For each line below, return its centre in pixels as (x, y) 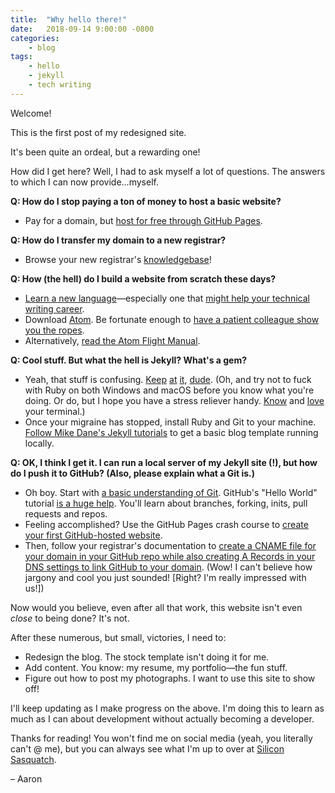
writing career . (54, 308)
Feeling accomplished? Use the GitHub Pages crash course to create (166, 524)
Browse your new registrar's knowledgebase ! (118, 259)
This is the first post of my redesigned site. (98, 132)
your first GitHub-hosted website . (93, 535)
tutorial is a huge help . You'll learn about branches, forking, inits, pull (166, 503)
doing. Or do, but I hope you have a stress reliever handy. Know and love (174, 400)
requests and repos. (66, 513)
